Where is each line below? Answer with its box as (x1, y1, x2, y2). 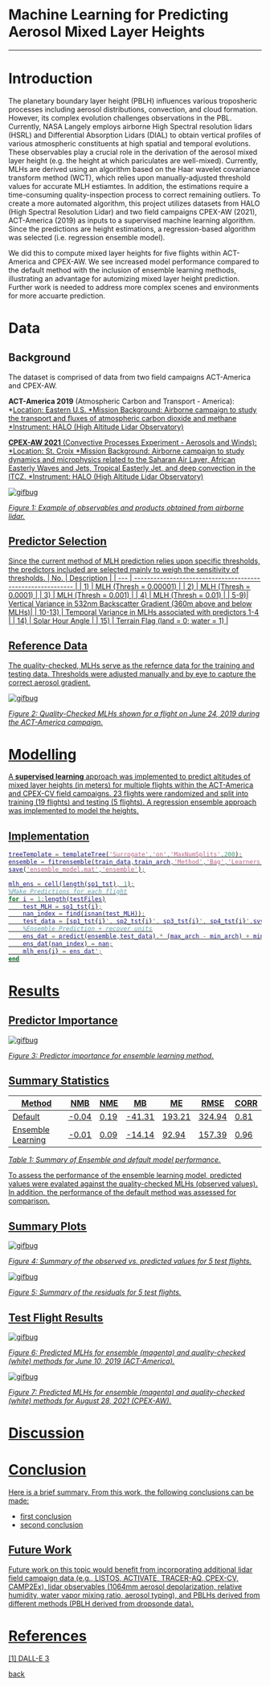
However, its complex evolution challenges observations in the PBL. (8, 113, 232, 122)
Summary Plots (8, 1219, 87, 1233)
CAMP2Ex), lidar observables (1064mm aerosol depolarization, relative (8, 1582, 243, 1591)
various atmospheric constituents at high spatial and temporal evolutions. (8, 138, 252, 148)
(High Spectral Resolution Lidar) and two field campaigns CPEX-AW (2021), (8, 207, 257, 216)
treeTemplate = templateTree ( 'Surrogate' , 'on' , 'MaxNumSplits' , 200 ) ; (8, 850, 243, 859)
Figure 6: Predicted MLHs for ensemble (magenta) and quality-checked (8, 1348, 246, 1357)
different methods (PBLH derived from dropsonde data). (8, 1598, 194, 1608)
